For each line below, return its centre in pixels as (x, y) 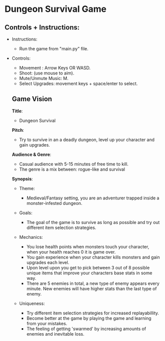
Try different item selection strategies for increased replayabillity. (93, 313)
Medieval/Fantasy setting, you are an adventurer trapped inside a (93, 198)
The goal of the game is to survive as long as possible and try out (93, 222)
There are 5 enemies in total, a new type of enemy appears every (93, 283)
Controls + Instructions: (42, 27)
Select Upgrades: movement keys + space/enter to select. (78, 83)
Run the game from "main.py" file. (54, 49)
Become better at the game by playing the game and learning (89, 318)
